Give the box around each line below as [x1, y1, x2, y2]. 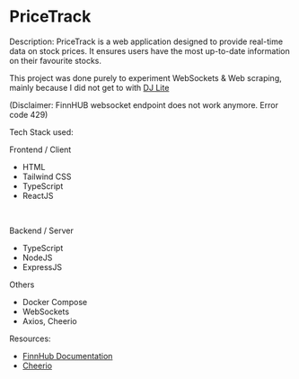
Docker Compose [22, 296, 88, 307]
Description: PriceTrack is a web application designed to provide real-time [9, 36, 284, 47]
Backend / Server [9, 225, 74, 236]
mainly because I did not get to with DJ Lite [9, 82, 170, 93]
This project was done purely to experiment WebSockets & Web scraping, [9, 72, 282, 83]
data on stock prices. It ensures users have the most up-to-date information [9, 45, 290, 56]
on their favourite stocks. [9, 55, 101, 66]
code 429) [9, 109, 48, 120]
